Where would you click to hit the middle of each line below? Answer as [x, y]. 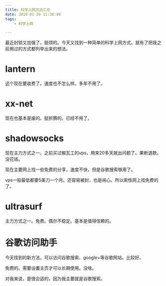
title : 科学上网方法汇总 [28, 10]
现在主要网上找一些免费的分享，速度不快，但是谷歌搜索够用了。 [70, 170]
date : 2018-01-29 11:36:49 [33, 14]
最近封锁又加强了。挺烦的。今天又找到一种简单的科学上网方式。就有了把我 [81, 43]
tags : [11, 19]
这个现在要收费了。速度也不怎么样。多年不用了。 [55, 84]
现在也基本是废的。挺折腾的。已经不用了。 [49, 118]
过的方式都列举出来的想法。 [42, 49]
